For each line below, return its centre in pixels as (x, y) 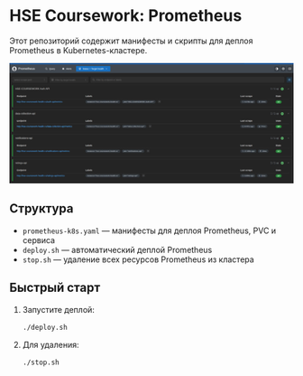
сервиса (39, 240)
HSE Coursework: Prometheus (126, 16)
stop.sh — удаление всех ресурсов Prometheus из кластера (138, 259)
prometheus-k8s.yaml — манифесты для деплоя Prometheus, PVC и (149, 230)
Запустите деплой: (58, 309)
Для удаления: (50, 344)
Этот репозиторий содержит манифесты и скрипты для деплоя (131, 41)
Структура (41, 209)
